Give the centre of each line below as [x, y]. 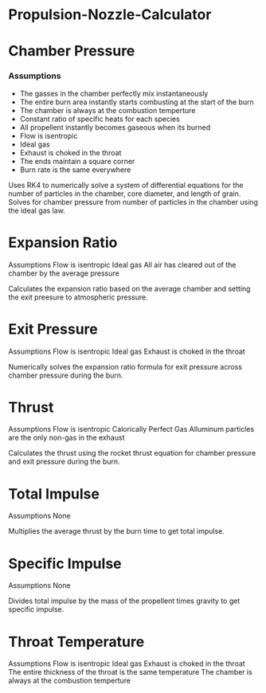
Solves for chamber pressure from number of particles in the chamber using [133, 202]
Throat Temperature [76, 642]
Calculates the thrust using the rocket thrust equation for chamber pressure [132, 453]
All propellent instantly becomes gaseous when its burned [115, 127]
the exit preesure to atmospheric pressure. [78, 297]
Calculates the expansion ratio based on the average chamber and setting [129, 288]
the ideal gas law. [37, 210]
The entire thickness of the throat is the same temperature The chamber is [130, 672]
